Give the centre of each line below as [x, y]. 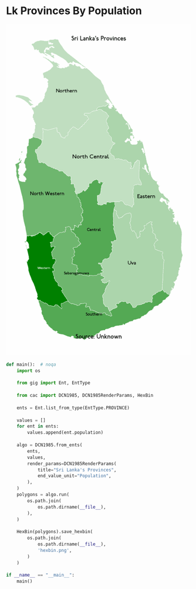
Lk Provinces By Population [74, 11]
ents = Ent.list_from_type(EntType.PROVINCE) [73, 408]
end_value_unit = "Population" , [74, 476]
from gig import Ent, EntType [54, 383]
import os [29, 371]
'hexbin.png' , [55, 550]
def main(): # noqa [31, 364]
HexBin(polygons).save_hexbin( [55, 532]
